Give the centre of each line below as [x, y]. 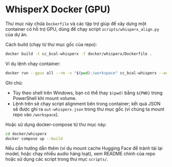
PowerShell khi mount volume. [45, 98]
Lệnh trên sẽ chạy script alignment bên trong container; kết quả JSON [87, 103]
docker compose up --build [34, 139]
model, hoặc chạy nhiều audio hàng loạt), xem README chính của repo [80, 154]
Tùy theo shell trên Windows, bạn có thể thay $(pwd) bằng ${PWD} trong [88, 93]
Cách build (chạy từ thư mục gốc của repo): [51, 44]
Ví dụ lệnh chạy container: [33, 64]
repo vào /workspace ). [36, 114]
